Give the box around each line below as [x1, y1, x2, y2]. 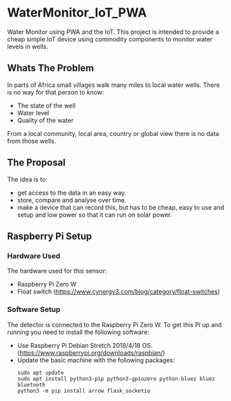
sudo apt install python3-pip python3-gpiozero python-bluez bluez [17, 375, 215, 382]
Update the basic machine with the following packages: [17, 355, 175, 364]
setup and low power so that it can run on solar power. [17, 211, 172, 219]
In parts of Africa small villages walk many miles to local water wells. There [7, 81, 221, 89]
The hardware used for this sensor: [7, 267, 107, 275]
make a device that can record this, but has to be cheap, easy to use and [17, 203, 225, 211]
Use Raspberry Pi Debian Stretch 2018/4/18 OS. [17, 341, 153, 349]
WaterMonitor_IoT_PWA [7, 5, 147, 21]
